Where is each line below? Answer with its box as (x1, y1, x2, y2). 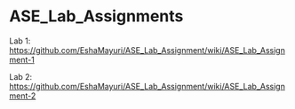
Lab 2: (9, 71, 33, 82)
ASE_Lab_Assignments (9, 6, 184, 27)
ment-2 (9, 90, 36, 101)
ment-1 (9, 54, 36, 65)
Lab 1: (9, 35, 31, 46)
